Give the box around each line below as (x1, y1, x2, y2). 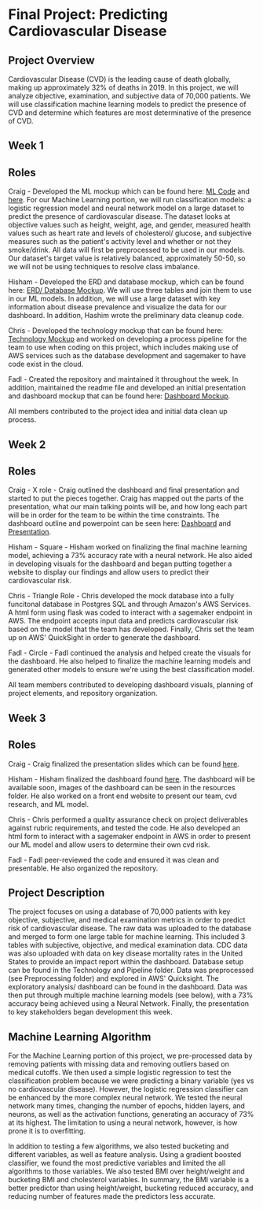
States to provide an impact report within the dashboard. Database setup (8, 957, 244, 967)
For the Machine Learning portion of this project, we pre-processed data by (8, 1051, 253, 1060)
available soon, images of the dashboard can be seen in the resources (8, 782, 236, 792)
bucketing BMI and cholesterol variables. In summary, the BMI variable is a (8, 1175, 250, 1185)
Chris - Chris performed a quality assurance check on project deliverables (8, 815, 249, 824)
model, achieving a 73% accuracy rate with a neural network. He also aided (8, 551, 253, 560)
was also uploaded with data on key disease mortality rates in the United (8, 948, 243, 958)
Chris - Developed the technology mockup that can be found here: (8, 326, 224, 335)
